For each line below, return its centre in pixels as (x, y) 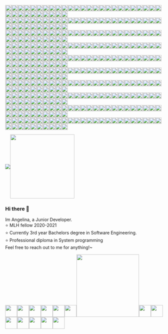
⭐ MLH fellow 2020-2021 (31, 225)
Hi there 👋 (17, 208)
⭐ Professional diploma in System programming (54, 240)
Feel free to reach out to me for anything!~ (49, 247)
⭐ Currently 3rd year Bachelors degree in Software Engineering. (71, 233)
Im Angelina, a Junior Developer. (39, 219)
